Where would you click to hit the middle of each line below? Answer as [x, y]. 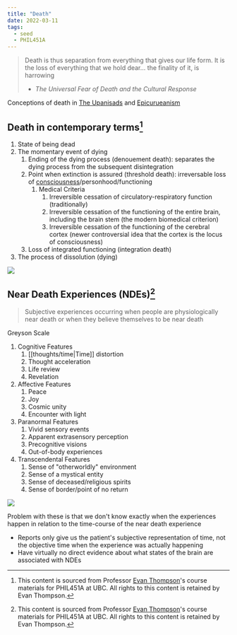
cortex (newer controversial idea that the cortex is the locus [136, 234]
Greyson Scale [29, 332]
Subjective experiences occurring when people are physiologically [121, 311]
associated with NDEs [49, 560]
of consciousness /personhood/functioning [90, 182]
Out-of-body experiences [65, 452]
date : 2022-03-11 [33, 21]
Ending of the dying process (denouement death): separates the [121, 159]
